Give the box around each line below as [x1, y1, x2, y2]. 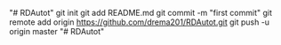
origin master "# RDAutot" [9, 26, 105, 36]
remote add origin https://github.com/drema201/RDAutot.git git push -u [9, 17, 269, 27]
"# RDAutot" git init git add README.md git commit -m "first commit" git [9, 8, 273, 18]
